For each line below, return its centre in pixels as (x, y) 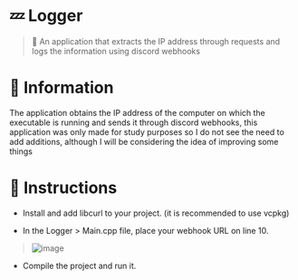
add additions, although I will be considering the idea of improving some (144, 141)
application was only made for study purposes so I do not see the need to (147, 131)
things (21, 151)
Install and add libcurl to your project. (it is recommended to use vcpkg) (156, 213)
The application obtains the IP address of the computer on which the (137, 112)
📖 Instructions (63, 188)
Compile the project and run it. (79, 266)
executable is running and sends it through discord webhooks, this (134, 122)
